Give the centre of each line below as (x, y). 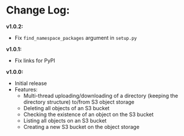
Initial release (31, 83)
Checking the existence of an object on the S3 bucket (88, 114)
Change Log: (38, 10)
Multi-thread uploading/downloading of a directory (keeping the (101, 96)
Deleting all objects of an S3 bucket (66, 108)
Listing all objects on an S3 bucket (65, 120)
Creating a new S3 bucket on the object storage (81, 127)
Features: (26, 89)
